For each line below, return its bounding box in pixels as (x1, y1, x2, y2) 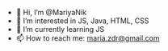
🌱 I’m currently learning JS (15, 25, 105, 33)
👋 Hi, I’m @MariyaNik (15, 8, 87, 17)
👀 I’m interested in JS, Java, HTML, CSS (15, 16, 149, 25)
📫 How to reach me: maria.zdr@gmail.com (15, 33, 160, 43)
